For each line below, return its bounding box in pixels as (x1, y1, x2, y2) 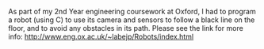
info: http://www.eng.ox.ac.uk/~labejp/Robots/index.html (8, 32, 194, 41)
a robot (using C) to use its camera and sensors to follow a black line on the (8, 15, 255, 24)
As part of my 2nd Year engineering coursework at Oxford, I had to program (8, 7, 256, 16)
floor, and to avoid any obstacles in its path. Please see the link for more (8, 24, 243, 32)
